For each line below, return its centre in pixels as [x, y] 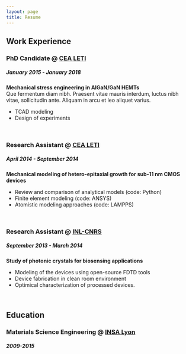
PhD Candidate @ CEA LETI [46, 58]
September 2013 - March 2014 [44, 246]
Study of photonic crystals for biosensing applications [75, 261]
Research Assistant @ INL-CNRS [54, 231]
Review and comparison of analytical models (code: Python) [88, 192]
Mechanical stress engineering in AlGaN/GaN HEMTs [73, 87]
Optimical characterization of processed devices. [75, 285]
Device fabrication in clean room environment [70, 278]
